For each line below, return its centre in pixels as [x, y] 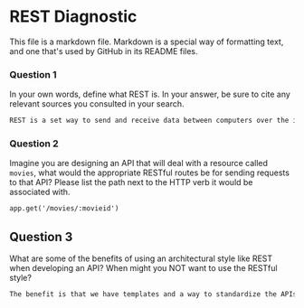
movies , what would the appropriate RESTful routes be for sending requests [149, 173]
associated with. [40, 192]
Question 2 [34, 144]
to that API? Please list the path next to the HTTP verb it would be [131, 182]
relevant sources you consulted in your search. [97, 104]
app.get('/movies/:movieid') [64, 209]
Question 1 [33, 74]
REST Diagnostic [73, 17]
